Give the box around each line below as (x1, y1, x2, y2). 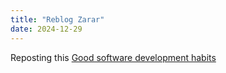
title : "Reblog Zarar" (10, 14, 105, 25)
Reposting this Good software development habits (10, 51, 217, 63)
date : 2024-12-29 (10, 24, 83, 34)
